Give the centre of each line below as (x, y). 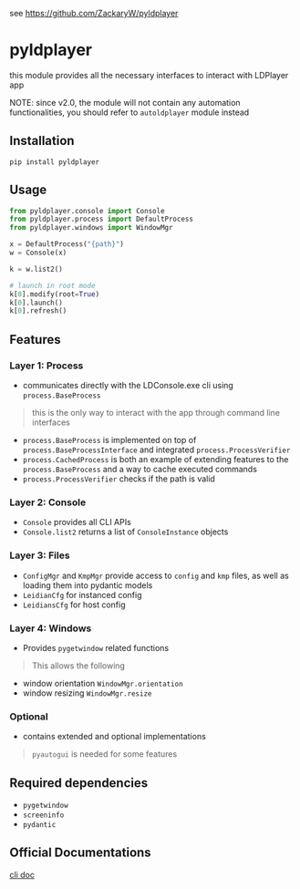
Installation (42, 141)
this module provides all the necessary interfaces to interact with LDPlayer (149, 75)
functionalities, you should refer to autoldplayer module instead (129, 112)
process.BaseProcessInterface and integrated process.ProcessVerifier (156, 450)
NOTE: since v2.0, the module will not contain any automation (125, 102)
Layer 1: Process (47, 366)
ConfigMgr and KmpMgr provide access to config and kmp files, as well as (155, 575)
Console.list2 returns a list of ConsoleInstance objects (125, 532)
